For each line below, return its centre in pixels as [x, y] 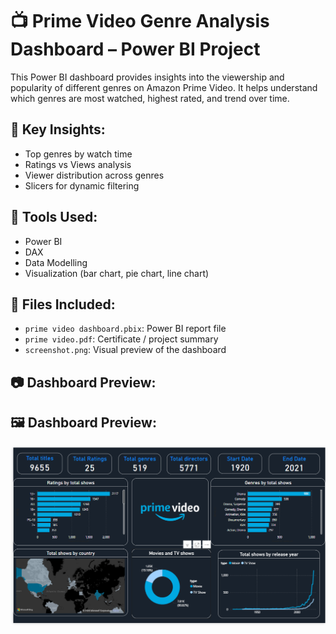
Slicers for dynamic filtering [82, 185]
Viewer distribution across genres [94, 175]
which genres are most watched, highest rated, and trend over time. [150, 98]
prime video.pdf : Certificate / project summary [121, 339]
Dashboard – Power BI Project [135, 49]
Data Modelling [56, 262]
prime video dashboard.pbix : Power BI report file [125, 329]
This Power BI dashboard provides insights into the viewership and [147, 77]
